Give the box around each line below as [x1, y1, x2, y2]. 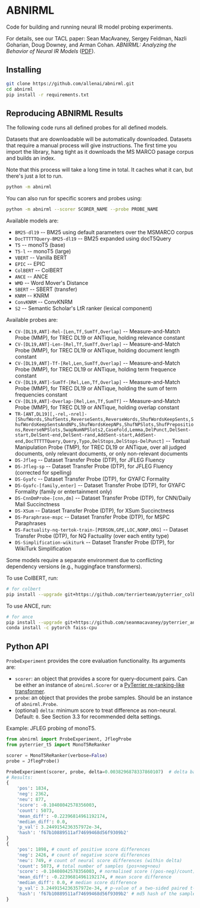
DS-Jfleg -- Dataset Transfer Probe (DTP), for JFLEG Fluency [14, 456, 165, 463]
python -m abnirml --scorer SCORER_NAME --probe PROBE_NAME [6, 206, 159, 212]
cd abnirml [6, 86, 33, 92]
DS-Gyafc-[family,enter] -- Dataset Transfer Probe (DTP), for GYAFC [14, 481, 186, 489]
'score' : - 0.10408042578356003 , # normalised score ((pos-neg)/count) [17, 869, 196, 875]
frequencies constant [14, 391, 67, 398]
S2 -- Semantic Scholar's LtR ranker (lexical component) [14, 305, 153, 312]
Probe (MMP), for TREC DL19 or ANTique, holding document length [14, 346, 180, 354]
